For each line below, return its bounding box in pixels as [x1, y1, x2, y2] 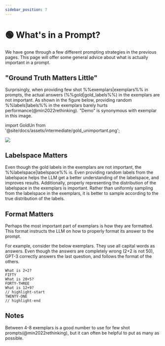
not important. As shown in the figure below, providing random [5, 97, 132, 103]
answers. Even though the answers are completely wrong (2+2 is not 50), [5, 248, 154, 254]
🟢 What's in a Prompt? [5, 29, 100, 40]
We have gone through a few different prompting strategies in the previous [5, 49, 157, 55]
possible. [5, 335, 24, 341]
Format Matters [5, 210, 54, 218]
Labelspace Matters [5, 151, 68, 159]
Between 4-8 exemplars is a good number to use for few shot [5, 324, 130, 330]
